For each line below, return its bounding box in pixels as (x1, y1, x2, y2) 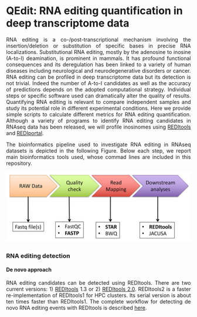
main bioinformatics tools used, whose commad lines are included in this (6, 153, 191, 160)
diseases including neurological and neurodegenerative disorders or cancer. (6, 67, 191, 74)
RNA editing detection (6, 251, 70, 259)
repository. (6, 160, 32, 167)
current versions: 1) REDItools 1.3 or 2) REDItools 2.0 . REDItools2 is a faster (6, 285, 192, 292)
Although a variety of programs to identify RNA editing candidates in (6, 117, 191, 124)
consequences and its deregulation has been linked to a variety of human (6, 60, 191, 68)
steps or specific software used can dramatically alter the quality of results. (6, 92, 191, 99)
